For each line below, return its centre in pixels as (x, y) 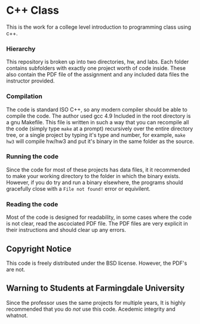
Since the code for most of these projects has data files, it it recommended (98, 169)
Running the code (32, 157)
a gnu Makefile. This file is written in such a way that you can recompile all (98, 122)
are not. (16, 269)
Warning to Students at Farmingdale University (96, 288)
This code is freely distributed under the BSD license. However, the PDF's (97, 263)
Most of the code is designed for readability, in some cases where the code (99, 217)
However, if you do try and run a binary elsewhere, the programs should (95, 182)
